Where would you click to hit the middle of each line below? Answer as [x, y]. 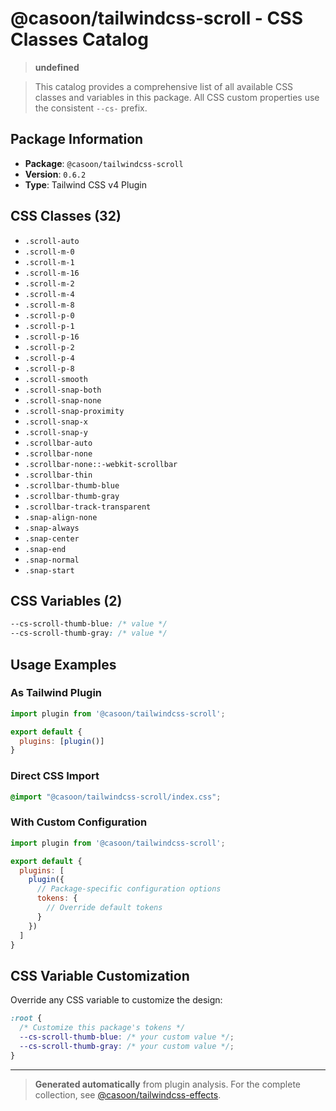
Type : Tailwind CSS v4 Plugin [85, 184]
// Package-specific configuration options [129, 889]
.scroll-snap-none [63, 400]
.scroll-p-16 [52, 337]
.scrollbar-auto [58, 443]
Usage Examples [63, 664]
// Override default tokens [104, 908]
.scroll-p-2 [49, 347]
